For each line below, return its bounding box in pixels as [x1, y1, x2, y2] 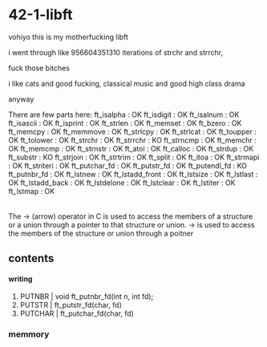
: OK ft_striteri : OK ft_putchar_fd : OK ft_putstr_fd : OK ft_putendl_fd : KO [8, 160, 247, 170]
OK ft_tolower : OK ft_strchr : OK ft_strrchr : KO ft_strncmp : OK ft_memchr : [8, 135, 257, 145]
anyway [8, 94, 34, 103]
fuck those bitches [8, 63, 71, 73]
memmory [8, 329, 50, 340]
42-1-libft [8, 6, 73, 24]
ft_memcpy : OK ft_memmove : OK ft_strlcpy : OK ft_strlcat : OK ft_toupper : [8, 127, 257, 136]
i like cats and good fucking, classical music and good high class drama [8, 79, 246, 88]
